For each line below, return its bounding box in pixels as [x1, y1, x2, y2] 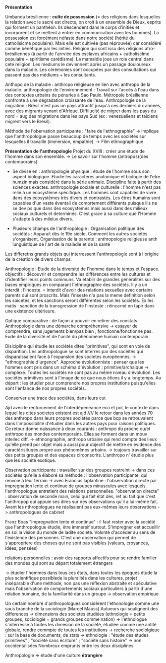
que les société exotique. [5, 457, 56, 463]
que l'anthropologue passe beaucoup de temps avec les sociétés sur [5, 134, 146, 139]
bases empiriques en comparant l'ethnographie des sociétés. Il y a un [5, 282, 148, 288]
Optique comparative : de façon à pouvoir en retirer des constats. [5, 318, 139, 323]
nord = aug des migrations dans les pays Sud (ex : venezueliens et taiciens [5, 113, 158, 119]
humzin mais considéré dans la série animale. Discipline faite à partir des [12, 179, 161, 185]
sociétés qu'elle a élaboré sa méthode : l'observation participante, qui [5, 472, 148, 478]
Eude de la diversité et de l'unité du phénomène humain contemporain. [5, 334, 150, 339]
